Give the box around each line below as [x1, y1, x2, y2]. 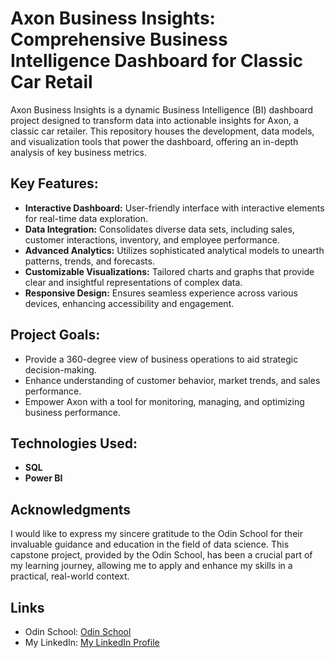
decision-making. [24, 363, 97, 376]
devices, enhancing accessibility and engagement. [24, 297, 235, 309]
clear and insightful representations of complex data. [24, 276, 243, 288]
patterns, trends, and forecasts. [24, 255, 155, 267]
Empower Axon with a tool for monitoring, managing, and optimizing [24, 395, 305, 407]
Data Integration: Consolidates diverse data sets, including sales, [24, 223, 295, 235]
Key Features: [10, 175, 99, 192]
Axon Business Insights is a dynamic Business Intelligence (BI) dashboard [10, 103, 314, 116]
